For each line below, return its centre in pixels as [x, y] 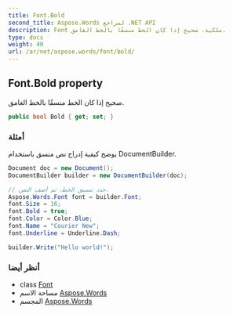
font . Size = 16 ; [35, 204]
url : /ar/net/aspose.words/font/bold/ [71, 52]
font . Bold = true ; [38, 211]
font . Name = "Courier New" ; [54, 226]
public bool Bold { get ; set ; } [61, 117]
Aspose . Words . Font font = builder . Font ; [75, 197]
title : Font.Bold [36, 15]
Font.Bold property [56, 83]
